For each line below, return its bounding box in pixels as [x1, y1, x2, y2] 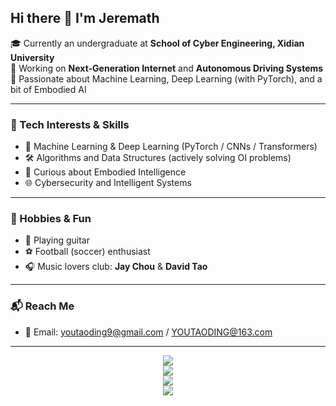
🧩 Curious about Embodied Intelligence [24, 166, 187, 178]
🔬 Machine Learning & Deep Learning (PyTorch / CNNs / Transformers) [24, 141, 318, 153]
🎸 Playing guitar [24, 234, 90, 246]
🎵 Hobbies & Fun [10, 212, 92, 226]
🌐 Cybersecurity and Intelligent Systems [24, 177, 192, 189]
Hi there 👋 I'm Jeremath [10, 10, 160, 27]
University [10, 51, 55, 63]
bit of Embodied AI [10, 83, 87, 95]
